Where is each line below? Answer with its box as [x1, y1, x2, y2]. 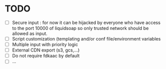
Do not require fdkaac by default [12, 53, 80, 59]
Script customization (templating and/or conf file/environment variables [12, 36, 161, 41]
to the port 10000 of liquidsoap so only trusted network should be [12, 25, 149, 31]
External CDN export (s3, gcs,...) [12, 47, 80, 53]
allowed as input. [12, 30, 47, 36]
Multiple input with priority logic [12, 41, 78, 47]
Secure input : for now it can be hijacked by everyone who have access [12, 19, 161, 25]
